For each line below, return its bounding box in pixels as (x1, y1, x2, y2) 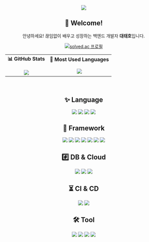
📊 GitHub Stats (7, 55, 45, 62)
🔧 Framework (62, 124, 105, 133)
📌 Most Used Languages (49, 56, 109, 63)
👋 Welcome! (64, 19, 103, 27)
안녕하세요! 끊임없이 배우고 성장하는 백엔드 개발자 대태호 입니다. (22, 32, 146, 39)
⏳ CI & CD (68, 184, 99, 193)
